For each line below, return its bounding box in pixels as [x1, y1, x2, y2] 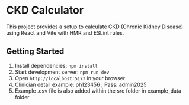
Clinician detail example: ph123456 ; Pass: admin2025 [14, 81, 147, 88]
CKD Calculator [6, 4, 84, 17]
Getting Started [6, 47, 65, 57]
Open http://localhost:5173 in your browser [14, 74, 126, 81]
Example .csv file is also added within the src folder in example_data [14, 87, 182, 94]
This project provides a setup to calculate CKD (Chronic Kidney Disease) [6, 23, 184, 30]
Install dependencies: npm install [14, 62, 98, 69]
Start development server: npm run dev [14, 68, 110, 76]
